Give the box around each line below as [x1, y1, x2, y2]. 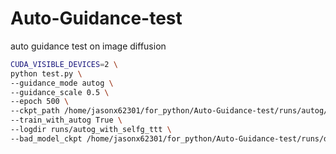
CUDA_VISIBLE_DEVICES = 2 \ [10, 59, 118, 69]
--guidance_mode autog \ [10, 78, 114, 88]
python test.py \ [10, 68, 83, 79]
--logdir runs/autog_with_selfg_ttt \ [10, 125, 172, 135]
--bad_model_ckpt [10, 133, 83, 144]
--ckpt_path [10, 106, 60, 116]
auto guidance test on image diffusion [10, 40, 167, 52]
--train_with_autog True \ [10, 115, 123, 126]
